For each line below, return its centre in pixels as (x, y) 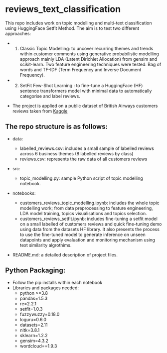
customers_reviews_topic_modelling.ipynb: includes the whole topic (89, 203)
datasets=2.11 (34, 325)
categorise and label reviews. (50, 96)
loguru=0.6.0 (33, 319)
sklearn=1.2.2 (34, 335)
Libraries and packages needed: (45, 288)
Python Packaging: (35, 271)
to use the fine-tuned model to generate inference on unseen (83, 235)
